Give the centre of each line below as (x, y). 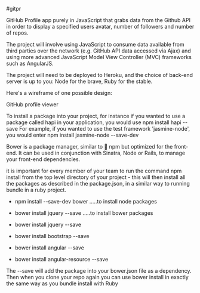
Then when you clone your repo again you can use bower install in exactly (98, 277)
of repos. (17, 33)
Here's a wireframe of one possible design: (59, 93)
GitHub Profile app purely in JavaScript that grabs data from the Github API (99, 20)
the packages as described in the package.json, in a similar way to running (98, 183)
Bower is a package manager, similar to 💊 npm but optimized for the (90, 146)
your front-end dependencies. (43, 159)
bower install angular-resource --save (61, 259)
